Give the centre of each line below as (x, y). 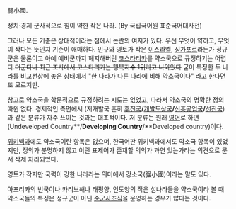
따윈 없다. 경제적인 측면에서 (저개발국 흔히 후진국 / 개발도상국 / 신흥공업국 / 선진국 (115, 109)
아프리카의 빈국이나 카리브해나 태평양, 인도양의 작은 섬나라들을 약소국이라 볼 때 (116, 189)
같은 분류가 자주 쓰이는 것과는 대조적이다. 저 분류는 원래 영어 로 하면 (107, 118)
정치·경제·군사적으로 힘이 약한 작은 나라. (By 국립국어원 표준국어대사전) (105, 26)
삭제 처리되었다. (36, 159)
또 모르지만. (24, 85)
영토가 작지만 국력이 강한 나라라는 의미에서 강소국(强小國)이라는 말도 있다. (110, 174)
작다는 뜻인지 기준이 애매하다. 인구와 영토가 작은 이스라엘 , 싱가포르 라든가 (114, 49)
